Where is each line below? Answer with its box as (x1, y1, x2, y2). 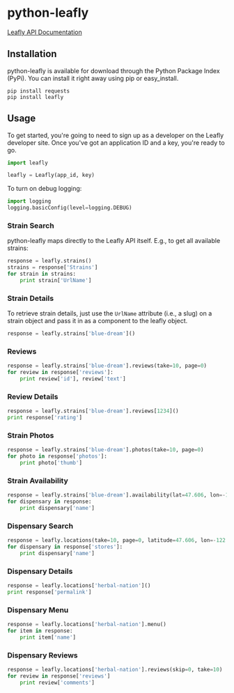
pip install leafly (7, 93, 64, 100)
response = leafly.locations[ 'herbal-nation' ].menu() (7, 621, 167, 628)
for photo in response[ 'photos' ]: (7, 453, 108, 460)
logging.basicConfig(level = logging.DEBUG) (7, 204, 132, 212)
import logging (7, 198, 52, 205)
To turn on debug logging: (7, 185, 82, 193)
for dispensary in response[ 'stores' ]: (7, 543, 123, 551)
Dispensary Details (7, 566, 73, 576)
